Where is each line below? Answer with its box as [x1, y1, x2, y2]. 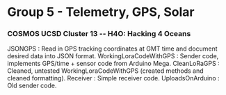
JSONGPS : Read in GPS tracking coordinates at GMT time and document [7, 44, 218, 53]
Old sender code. [7, 81, 57, 90]
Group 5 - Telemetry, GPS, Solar [7, 4, 195, 20]
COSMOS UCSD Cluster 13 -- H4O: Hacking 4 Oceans [7, 29, 191, 39]
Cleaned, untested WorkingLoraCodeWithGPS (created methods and [7, 67, 204, 75]
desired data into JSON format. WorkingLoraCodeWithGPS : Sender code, [7, 52, 219, 60]
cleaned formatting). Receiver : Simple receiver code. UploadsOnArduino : [7, 74, 220, 83]
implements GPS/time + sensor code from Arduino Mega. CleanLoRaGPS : [7, 60, 220, 68]
